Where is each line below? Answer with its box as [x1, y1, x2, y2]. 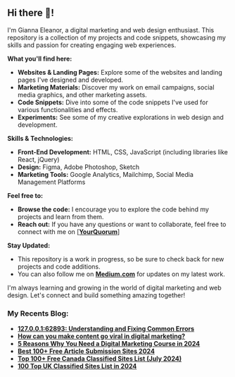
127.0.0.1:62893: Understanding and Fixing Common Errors [17, 325, 195, 333]
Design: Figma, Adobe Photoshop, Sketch [17, 163, 139, 171]
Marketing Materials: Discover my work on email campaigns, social [17, 82, 215, 92]
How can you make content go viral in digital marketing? [17, 332, 186, 340]
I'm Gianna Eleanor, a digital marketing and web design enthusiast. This [7, 25, 215, 34]
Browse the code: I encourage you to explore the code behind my [17, 205, 210, 214]
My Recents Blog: [7, 308, 69, 318]
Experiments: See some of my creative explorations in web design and [17, 113, 224, 121]
